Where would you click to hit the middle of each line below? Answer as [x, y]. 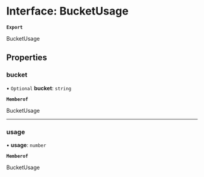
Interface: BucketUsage [67, 11]
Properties [27, 58]
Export [15, 27]
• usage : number [26, 145]
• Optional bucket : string [39, 88]
